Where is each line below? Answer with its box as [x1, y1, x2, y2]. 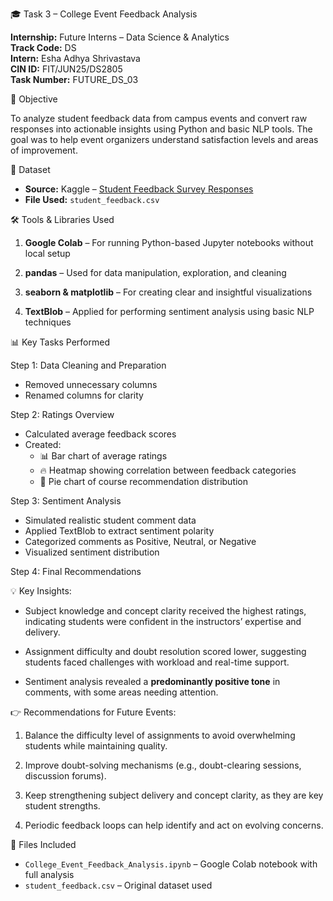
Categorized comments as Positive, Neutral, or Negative [24, 536, 257, 547]
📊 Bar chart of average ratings [39, 450, 168, 462]
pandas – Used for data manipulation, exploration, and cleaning [24, 267, 287, 278]
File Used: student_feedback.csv [24, 194, 160, 205]
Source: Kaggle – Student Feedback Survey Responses [24, 183, 254, 195]
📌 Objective [10, 93, 58, 105]
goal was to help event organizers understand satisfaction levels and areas [10, 134, 319, 145]
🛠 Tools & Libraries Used [10, 214, 115, 225]
